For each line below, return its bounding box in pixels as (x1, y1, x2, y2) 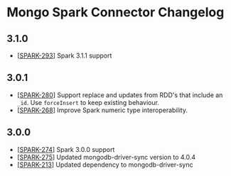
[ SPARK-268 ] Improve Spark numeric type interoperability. (16, 106, 188, 114)
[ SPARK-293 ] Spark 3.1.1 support (16, 51, 112, 60)
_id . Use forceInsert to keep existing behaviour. (16, 98, 159, 106)
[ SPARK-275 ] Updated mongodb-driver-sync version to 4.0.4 (16, 153, 196, 161)
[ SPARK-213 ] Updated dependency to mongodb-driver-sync (16, 160, 193, 169)
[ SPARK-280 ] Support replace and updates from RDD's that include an (16, 90, 223, 99)
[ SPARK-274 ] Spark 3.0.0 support (16, 145, 115, 153)
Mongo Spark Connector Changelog (6, 4, 225, 21)
